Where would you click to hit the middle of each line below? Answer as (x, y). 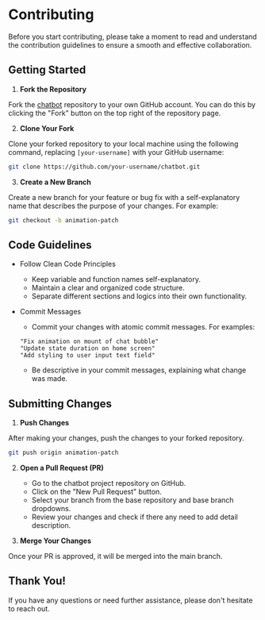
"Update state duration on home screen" (87, 349)
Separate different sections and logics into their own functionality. (139, 296)
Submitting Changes (60, 404)
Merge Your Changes (56, 541)
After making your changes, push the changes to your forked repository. (126, 438)
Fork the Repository (53, 89)
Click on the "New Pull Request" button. (97, 491)
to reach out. (29, 608)
